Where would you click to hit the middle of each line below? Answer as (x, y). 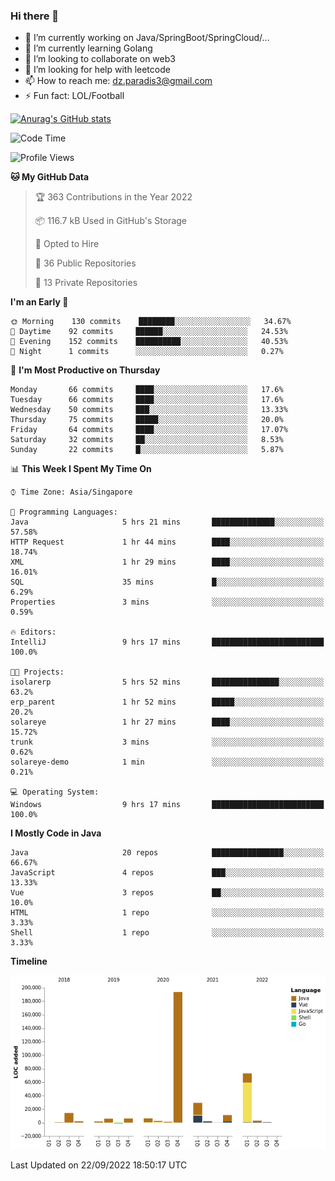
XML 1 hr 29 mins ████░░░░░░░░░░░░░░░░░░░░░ (167, 562)
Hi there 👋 (35, 16)
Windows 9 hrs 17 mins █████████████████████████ (167, 805)
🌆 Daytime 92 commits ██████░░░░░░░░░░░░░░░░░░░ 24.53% (149, 332)
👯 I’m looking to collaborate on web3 (100, 59)
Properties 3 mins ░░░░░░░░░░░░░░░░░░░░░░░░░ (167, 602)
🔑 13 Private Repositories (86, 283)
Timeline (29, 961)
